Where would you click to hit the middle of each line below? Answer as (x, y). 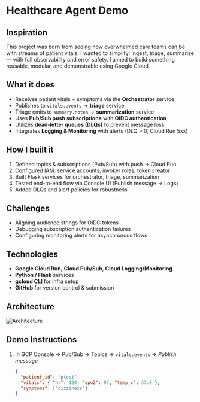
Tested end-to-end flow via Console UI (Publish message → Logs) (96, 183)
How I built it (30, 150)
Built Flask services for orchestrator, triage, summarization (87, 176)
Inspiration (27, 33)
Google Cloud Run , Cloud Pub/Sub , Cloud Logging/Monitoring (93, 269)
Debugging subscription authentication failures (73, 229)
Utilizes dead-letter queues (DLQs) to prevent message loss (90, 124)
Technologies (32, 254)
